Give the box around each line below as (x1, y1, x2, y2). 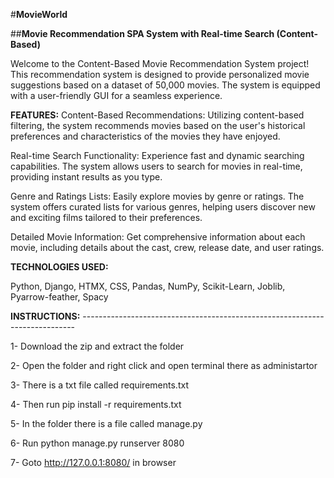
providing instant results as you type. (10, 171, 163, 183)
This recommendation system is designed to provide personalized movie (10, 69, 310, 80)
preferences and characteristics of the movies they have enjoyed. (10, 130, 281, 142)
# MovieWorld (10, 9, 68, 20)
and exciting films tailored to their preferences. (10, 212, 203, 223)
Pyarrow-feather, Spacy (10, 291, 109, 303)
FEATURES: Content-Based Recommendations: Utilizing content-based (10, 109, 305, 121)
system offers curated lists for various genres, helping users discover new (10, 201, 316, 213)
